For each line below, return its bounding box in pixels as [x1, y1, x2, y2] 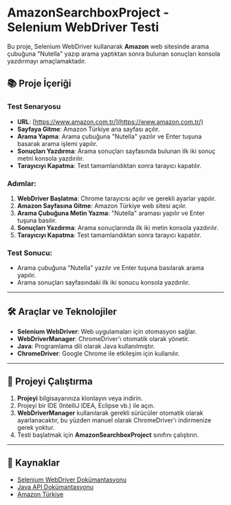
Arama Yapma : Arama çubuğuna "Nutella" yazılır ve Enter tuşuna [16, 132, 202, 141]
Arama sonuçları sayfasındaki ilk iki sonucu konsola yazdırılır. [16, 278, 190, 287]
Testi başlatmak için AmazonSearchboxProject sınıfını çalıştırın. [16, 431, 199, 439]
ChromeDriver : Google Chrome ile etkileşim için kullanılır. [16, 349, 180, 358]
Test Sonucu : [7, 248, 53, 258]
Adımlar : [7, 178, 36, 188]
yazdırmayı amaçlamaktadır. [7, 56, 87, 65]
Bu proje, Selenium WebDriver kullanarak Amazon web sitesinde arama [7, 42, 210, 50]
